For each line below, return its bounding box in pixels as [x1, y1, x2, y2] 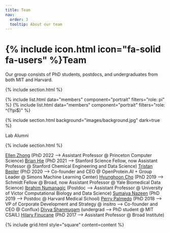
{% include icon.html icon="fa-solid [5, 44, 161, 55]
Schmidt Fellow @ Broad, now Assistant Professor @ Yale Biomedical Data [5, 179, 161, 186]
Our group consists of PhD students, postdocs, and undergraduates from [5, 71, 158, 77]
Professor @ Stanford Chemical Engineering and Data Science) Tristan [5, 163, 153, 169]
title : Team [5, 7, 30, 13]
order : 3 [10, 17, 28, 22]
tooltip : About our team [10, 21, 62, 27]
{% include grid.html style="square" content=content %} [5, 222, 124, 228]
